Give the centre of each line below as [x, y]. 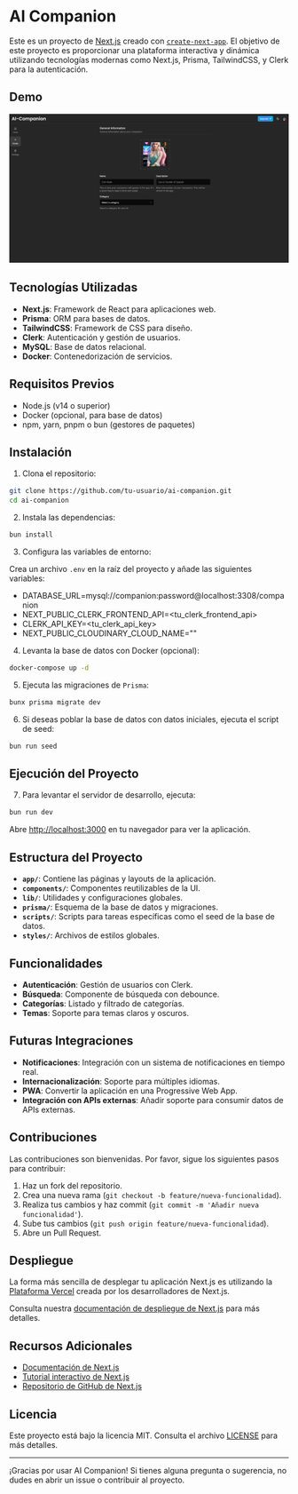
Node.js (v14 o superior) [66, 405]
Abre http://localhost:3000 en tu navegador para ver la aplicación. [130, 830]
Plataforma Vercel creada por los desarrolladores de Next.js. [120, 1291]
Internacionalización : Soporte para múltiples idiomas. [121, 1081]
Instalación [41, 452]
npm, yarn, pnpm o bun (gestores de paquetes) [109, 425]
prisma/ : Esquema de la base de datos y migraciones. [120, 907]
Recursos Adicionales [71, 1346]
